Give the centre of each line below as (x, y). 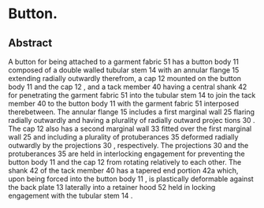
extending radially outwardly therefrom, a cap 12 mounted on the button (125, 78)
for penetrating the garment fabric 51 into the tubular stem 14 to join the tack (132, 95)
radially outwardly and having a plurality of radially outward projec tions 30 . (132, 120)
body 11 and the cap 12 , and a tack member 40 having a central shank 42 (128, 87)
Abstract (30, 43)
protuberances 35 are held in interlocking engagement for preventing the (127, 154)
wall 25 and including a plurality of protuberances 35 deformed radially (123, 137)
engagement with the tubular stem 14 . (71, 195)
